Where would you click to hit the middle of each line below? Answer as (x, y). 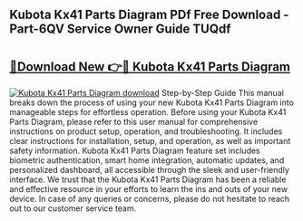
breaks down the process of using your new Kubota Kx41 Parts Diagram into (152, 102)
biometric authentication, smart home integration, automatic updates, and (147, 160)
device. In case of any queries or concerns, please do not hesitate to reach (150, 199)
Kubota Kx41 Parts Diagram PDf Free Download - (149, 15)
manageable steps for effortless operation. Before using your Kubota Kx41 (148, 112)
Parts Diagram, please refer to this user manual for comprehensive (134, 122)
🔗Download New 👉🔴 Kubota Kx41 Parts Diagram (150, 67)
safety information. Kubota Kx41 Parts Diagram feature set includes (135, 150)
